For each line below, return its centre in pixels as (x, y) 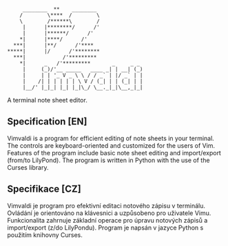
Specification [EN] (47, 122)
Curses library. (28, 167)
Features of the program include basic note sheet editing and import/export (114, 153)
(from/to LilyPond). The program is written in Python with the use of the (108, 160)
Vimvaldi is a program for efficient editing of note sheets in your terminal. (111, 138)
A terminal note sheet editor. (47, 100)
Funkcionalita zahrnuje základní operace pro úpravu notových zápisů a (107, 220)
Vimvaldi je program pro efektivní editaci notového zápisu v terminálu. (106, 205)
